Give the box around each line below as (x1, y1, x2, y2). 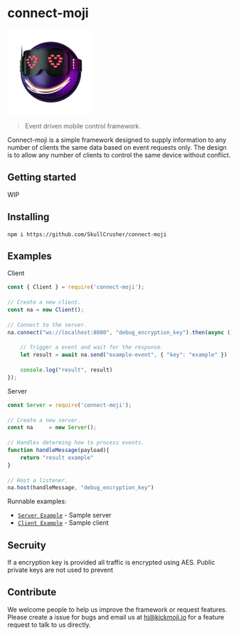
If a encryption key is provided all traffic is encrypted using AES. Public (7, 558, 216, 567)
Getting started (7, 171, 77, 183)
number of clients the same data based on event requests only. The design (7, 143, 227, 151)
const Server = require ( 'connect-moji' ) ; (7, 401, 132, 409)
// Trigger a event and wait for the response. (20, 344, 164, 351)
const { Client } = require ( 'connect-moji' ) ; (7, 284, 144, 291)
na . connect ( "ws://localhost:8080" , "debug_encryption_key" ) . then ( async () (7, 329, 234, 336)
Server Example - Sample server (17, 511, 112, 520)
